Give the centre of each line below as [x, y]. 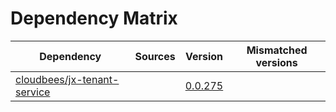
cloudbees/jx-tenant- [67, 79]
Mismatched [277, 50]
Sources [155, 56]
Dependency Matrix [94, 18]
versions [276, 62]
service [33, 92]
